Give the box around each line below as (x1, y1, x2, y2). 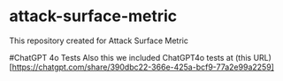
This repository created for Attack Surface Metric (9, 35, 188, 46)
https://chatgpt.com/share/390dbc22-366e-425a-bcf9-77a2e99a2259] (11, 62, 274, 72)
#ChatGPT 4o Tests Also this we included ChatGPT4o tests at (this (9, 52, 252, 63)
